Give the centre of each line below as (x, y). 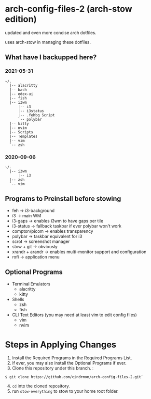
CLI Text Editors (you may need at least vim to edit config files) (74, 315)
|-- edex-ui (21, 94)
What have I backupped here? (51, 57)
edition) (21, 19)
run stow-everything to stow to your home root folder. (65, 391)
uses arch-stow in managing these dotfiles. (48, 42)
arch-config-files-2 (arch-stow (69, 9)
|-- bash (18, 90)
